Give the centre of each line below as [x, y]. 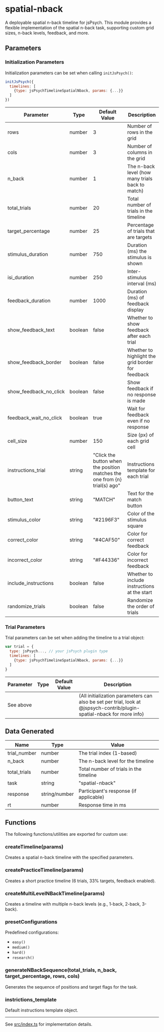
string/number [58, 794]
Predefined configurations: [32, 932]
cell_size [17, 441]
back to [136, 185]
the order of [141, 606]
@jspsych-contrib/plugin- [109, 708]
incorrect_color [25, 560]
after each [139, 336]
